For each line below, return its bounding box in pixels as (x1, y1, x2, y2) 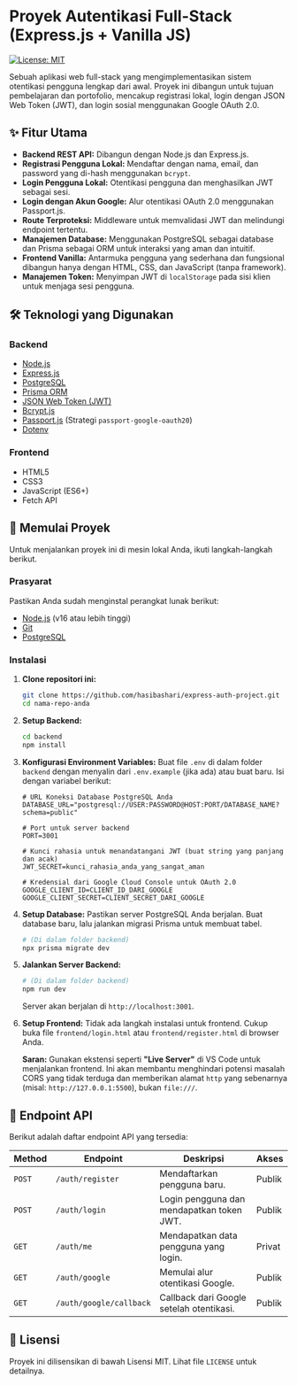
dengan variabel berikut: (21, 775, 111, 785)
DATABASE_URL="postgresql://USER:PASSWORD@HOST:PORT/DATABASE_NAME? (21, 800, 280, 809)
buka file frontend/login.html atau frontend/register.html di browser (21, 1027, 280, 1038)
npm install (21, 740, 66, 749)
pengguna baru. (159, 1178, 226, 1190)
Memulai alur (159, 1265, 214, 1278)
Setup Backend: (21, 715, 82, 725)
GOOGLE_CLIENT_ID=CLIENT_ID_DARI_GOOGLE (21, 886, 173, 894)
